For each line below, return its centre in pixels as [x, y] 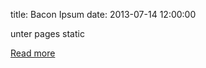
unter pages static [47, 33]
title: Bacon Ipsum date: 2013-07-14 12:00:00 [103, 14]
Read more [33, 53]
